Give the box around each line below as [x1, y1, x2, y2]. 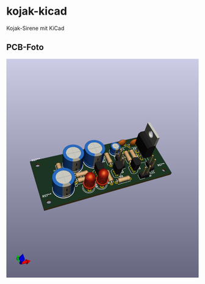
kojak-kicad [6, 4, 67, 18]
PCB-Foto [6, 42, 44, 53]
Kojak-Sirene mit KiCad [6, 24, 65, 32]
